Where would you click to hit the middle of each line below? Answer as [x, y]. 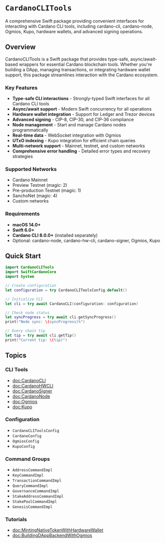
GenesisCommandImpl [32, 507]
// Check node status [27, 313]
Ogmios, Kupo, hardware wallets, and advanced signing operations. [74, 31]
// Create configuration [31, 286]
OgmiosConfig [26, 441]
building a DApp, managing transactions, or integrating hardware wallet [78, 69]
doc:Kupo [22, 407]
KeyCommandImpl [28, 476]
